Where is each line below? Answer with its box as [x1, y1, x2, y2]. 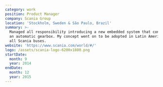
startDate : [5, 52, 27, 57]
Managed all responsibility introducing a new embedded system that [9, 29, 151, 34]
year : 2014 [9, 61, 32, 66]
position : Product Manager [5, 12, 60, 16]
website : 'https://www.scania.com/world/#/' [5, 43, 97, 48]
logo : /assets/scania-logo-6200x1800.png [5, 47, 90, 52]
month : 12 [9, 70, 29, 75]
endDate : [5, 66, 23, 71]
